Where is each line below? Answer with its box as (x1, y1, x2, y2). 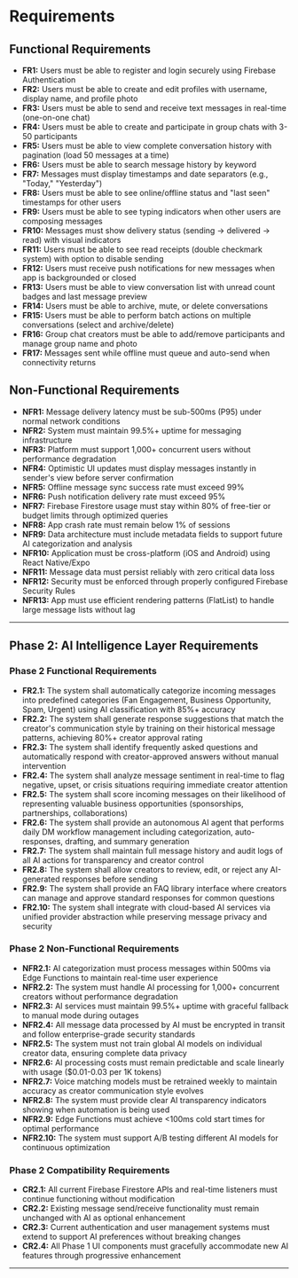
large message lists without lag (21, 604, 136, 615)
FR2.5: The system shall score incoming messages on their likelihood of (21, 788, 286, 799)
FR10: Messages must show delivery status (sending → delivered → (21, 225, 271, 236)
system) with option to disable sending (21, 254, 164, 263)
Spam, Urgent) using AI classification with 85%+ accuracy (21, 703, 236, 715)
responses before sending (61, 874, 158, 884)
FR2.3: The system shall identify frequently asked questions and (21, 741, 259, 752)
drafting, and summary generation (65, 835, 190, 846)
